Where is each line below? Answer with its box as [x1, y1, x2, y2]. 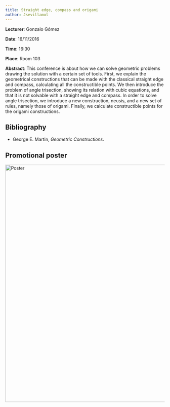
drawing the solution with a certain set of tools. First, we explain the [5, 70, 147, 76]
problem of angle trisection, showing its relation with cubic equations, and [5, 87, 159, 93]
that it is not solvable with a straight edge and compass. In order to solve [5, 92, 157, 98]
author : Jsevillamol [5, 12, 49, 17]
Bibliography [5, 123, 47, 132]
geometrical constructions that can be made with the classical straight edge [5, 76, 164, 82]
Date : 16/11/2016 [5, 36, 39, 42]
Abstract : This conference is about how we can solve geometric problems [5, 65, 160, 71]
